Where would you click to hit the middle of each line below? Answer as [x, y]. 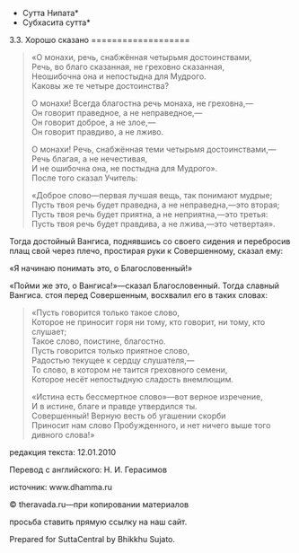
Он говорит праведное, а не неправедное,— [117, 113]
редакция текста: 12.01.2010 [63, 452]
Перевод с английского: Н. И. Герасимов [88, 470]
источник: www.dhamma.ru [61, 487]
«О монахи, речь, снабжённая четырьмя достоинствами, [141, 57]
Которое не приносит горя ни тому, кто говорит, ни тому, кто [148, 322]
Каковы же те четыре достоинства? [100, 86]
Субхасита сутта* [57, 22]
